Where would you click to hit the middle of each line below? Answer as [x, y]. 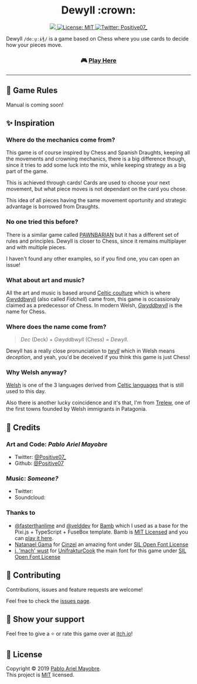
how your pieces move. [34, 45]
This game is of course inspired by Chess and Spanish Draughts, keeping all [98, 153]
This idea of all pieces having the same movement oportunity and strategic [96, 200]
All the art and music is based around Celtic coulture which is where [89, 293]
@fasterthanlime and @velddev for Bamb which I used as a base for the [101, 525]
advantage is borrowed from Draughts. [53, 207]
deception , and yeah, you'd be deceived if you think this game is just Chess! [98, 357]
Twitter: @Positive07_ [40, 457]
